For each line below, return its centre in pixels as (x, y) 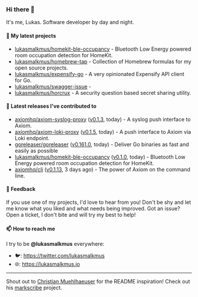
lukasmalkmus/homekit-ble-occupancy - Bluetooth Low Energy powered (103, 49)
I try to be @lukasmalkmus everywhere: (55, 244)
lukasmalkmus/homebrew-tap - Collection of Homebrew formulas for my (103, 61)
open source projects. (41, 68)
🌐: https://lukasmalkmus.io (47, 264)
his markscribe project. (34, 288)
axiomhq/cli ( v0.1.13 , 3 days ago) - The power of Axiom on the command (102, 169)
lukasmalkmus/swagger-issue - (53, 86)
